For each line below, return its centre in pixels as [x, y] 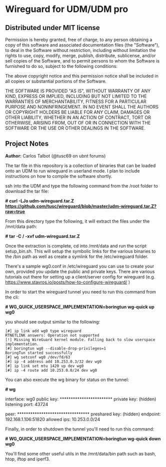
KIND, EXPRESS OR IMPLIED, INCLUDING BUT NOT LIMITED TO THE [76, 96]
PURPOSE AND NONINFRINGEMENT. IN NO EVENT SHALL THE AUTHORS [82, 107]
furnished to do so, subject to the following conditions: [61, 66]
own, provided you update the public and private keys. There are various [80, 271]
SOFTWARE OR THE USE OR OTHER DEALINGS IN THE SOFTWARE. [75, 128]
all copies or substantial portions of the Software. [56, 81]
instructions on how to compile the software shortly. [59, 176]
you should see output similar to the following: [53, 321]
